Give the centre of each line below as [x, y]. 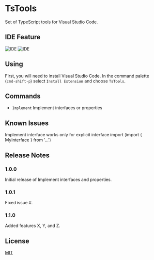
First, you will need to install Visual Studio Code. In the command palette [77, 76]
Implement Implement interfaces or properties [57, 108]
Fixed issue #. [19, 203]
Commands [23, 96]
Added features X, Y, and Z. [33, 226]
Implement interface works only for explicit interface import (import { [74, 135]
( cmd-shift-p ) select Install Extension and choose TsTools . [65, 81]
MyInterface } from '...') [28, 140]
